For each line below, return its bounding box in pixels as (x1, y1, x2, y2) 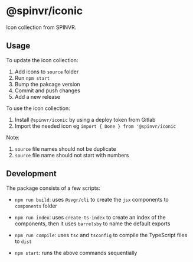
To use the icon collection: (6, 105, 70, 112)
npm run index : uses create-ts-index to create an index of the (14, 214, 166, 221)
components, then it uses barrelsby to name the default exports (14, 220, 171, 227)
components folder (14, 202, 57, 209)
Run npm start (14, 74, 50, 81)
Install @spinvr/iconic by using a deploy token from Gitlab (14, 116, 156, 123)
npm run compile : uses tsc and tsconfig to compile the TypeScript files (14, 231, 188, 238)
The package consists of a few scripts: (6, 185, 100, 192)
